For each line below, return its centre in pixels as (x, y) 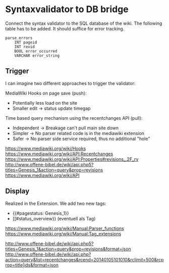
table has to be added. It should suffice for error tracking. (65, 28)
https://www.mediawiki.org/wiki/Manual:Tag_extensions (63, 234)
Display (17, 191)
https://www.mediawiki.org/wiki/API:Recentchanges (59, 154)
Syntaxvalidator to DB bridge (67, 9)
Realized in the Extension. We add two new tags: (56, 203)
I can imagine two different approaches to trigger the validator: (70, 83)
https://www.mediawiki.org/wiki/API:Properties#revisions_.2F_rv (72, 159)
